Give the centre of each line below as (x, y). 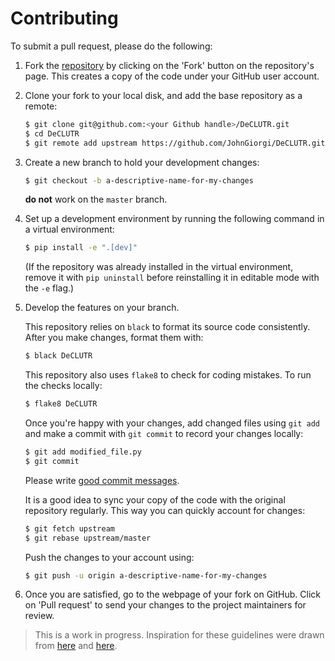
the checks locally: (63, 386)
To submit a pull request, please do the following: (111, 46)
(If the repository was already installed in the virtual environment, (159, 267)
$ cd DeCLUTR (52, 133)
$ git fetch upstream (69, 528)
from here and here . (76, 646)
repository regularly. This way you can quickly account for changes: (165, 510)
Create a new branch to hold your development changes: (142, 162)
